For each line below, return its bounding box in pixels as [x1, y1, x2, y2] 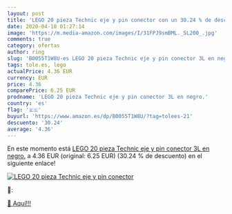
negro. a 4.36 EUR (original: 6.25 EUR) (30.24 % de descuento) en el [7, 152, 202, 160]
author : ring [7, 49, 45, 56]
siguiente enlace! [7, 159, 56, 168]
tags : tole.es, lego [7, 61, 67, 68]
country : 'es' [7, 100, 48, 107]
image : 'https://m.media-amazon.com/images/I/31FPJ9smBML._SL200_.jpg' [7, 29, 217, 37]
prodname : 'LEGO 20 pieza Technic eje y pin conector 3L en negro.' [7, 94, 209, 101]
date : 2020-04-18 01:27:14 [7, 23, 85, 30]
